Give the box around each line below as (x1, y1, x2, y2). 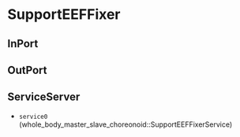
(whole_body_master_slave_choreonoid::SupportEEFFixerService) (18, 120, 233, 129)
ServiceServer (7, 91, 81, 104)
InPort (7, 37, 39, 50)
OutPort (7, 63, 47, 76)
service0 (18, 113, 48, 120)
